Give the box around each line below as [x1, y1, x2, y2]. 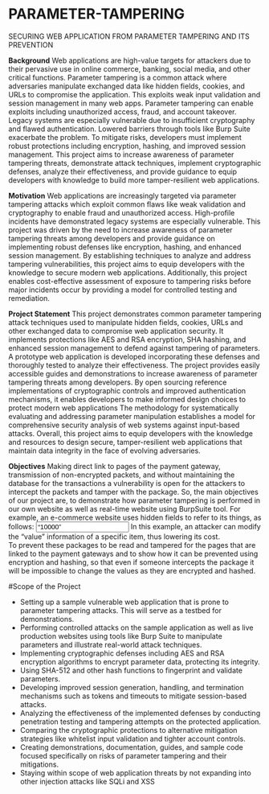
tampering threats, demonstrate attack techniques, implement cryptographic [8, 158, 262, 167]
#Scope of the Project [8, 581, 81, 591]
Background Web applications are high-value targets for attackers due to [8, 56, 251, 65]
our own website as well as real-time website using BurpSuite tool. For [8, 504, 241, 513]
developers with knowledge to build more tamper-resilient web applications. [8, 175, 260, 185]
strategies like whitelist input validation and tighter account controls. [19, 734, 247, 743]
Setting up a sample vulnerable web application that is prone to [19, 597, 230, 607]
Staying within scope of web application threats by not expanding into [19, 767, 251, 777]
